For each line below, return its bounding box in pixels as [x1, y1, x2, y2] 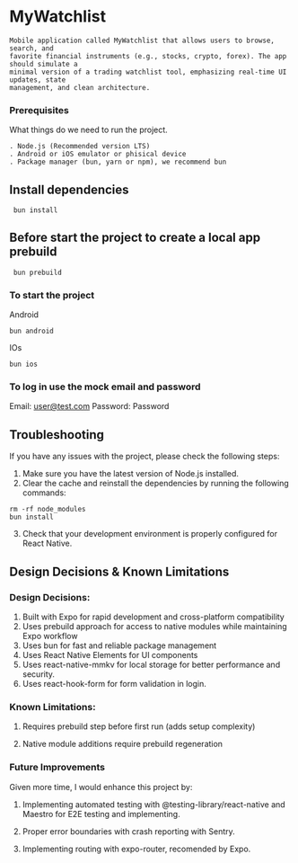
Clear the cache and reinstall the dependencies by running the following [22, 478, 289, 489]
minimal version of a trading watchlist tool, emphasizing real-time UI [9, 67, 287, 76]
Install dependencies [9, 182, 129, 197]
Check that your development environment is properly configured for [22, 529, 278, 539]
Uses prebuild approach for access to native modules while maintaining [22, 620, 287, 631]
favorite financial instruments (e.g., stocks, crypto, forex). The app [9, 51, 287, 60]
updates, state [9, 75, 66, 85]
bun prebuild [13, 268, 63, 277]
